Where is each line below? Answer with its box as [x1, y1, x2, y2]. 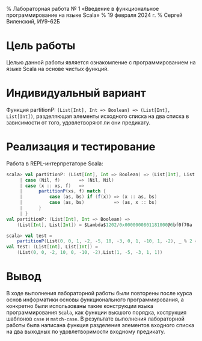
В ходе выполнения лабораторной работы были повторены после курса [6, 290, 192, 296]
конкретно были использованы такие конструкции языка [6, 303, 153, 309]
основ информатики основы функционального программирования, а [6, 296, 185, 303]
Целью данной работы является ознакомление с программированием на [6, 58, 196, 66]
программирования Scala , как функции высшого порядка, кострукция [6, 309, 187, 316]
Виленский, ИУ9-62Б [6, 18, 60, 25]
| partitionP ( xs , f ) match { [19, 188, 106, 194]
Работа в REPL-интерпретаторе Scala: [6, 159, 103, 167]
